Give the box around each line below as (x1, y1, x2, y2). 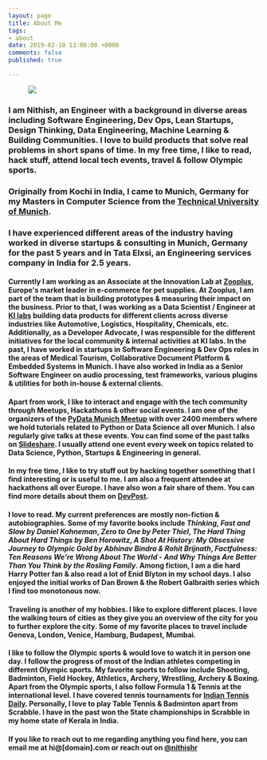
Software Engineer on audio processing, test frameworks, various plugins (8, 370, 257, 380)
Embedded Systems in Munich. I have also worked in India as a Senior (8, 362, 244, 371)
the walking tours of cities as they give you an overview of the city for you (8, 612, 258, 623)
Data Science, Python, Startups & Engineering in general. (8, 448, 202, 457)
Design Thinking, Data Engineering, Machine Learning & (8, 125, 230, 136)
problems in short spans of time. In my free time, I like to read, (8, 144, 253, 156)
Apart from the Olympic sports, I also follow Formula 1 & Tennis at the (8, 682, 241, 691)
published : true (8, 57, 62, 65)
